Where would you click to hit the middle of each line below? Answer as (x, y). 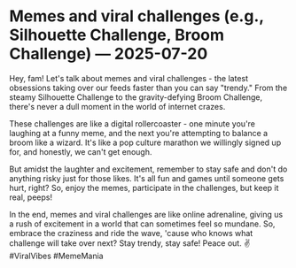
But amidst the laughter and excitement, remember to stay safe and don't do (148, 169)
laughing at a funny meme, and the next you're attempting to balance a (139, 133)
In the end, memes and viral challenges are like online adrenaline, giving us (146, 214)
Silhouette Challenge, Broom (117, 35)
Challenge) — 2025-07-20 (109, 54)
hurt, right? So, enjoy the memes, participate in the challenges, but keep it (144, 188)
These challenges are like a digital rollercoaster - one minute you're (132, 123)
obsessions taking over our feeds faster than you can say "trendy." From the (148, 88)
